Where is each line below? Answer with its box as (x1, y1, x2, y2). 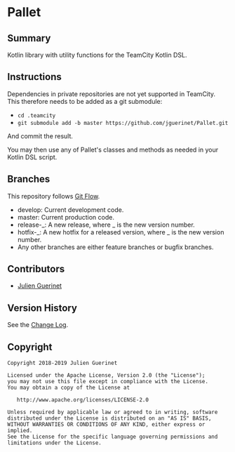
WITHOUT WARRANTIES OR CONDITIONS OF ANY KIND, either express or (7, 421, 206, 428)
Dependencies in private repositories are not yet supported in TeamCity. (7, 89, 216, 98)
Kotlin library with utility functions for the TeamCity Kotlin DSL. (7, 51, 187, 59)
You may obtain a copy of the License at (7, 384, 130, 392)
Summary (7, 32, 51, 44)
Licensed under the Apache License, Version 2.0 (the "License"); (7, 372, 206, 379)
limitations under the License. (7, 439, 102, 446)
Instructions (7, 71, 62, 83)
